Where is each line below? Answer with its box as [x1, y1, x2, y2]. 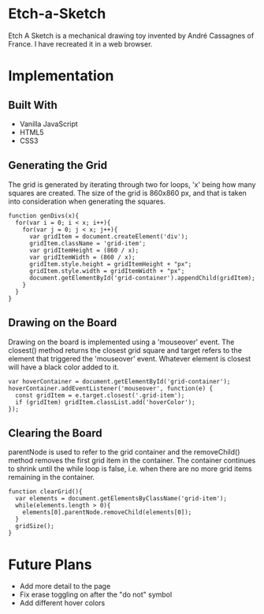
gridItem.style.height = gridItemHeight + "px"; [28, 260, 192, 268]
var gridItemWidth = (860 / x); [28, 253, 136, 261]
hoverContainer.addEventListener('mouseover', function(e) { [8, 384, 214, 392]
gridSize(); [15, 522, 55, 530]
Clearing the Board [8, 426, 102, 440]
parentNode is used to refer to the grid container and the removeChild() [8, 447, 240, 457]
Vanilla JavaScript [19, 119, 79, 129]
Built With [8, 98, 58, 111]
